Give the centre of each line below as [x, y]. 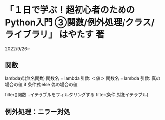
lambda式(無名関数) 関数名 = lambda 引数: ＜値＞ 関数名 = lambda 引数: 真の [83, 78]
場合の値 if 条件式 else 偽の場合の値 [41, 84]
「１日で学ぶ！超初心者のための [70, 10]
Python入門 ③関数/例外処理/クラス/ [80, 22]
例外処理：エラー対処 [38, 112]
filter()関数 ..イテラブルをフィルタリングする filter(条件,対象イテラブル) [77, 94]
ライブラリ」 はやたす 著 [55, 35]
